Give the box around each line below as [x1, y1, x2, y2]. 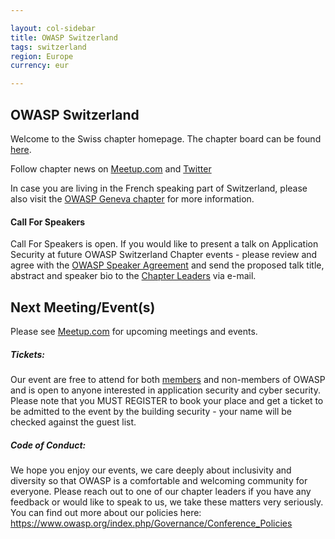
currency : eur [10, 61, 70, 71]
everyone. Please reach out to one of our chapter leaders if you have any [10, 485, 312, 497]
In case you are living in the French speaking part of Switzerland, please [10, 182, 308, 194]
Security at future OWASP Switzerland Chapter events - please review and [10, 249, 318, 261]
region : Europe [10, 51, 74, 61]
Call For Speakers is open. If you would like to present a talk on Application [10, 238, 319, 250]
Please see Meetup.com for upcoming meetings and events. [10, 325, 258, 337]
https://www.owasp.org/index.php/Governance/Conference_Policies [10, 517, 293, 529]
